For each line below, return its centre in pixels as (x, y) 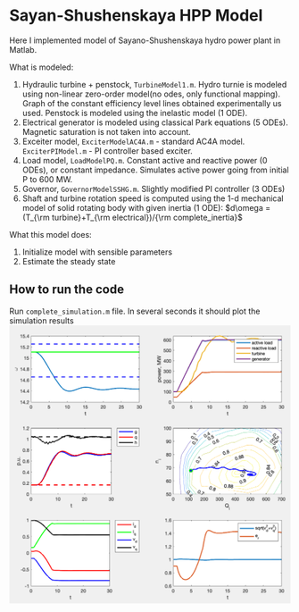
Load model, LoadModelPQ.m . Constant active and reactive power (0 (145, 160)
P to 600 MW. (47, 179)
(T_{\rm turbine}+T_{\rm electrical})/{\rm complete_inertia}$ (132, 217)
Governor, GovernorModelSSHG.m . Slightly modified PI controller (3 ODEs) (154, 189)
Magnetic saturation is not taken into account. (107, 131)
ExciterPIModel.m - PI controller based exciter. (108, 151)
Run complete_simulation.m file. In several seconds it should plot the (135, 311)
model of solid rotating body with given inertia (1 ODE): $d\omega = (146, 207)
